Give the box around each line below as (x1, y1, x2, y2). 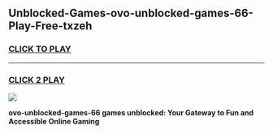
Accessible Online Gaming (8, 116, 100, 126)
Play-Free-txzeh (8, 19, 93, 33)
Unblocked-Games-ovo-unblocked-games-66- (8, 6, 253, 20)
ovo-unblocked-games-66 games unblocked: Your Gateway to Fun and (8, 107, 254, 117)
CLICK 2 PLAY (8, 74, 65, 85)
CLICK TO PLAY (8, 44, 71, 55)
